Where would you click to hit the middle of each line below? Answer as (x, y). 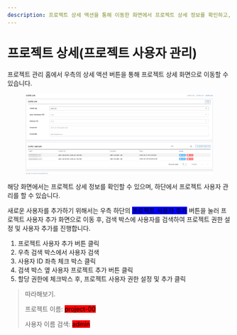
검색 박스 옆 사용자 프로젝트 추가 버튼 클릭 (75, 270)
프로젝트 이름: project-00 (60, 309)
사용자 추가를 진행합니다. (56, 229)
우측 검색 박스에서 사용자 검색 (58, 253)
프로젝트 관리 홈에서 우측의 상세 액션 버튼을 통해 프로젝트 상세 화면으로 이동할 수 (118, 74)
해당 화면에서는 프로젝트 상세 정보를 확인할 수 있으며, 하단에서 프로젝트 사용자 (114, 187)
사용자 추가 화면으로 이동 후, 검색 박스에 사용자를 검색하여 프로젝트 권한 (125, 219)
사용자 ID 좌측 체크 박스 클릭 (57, 261)
